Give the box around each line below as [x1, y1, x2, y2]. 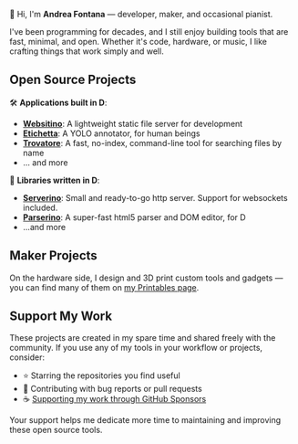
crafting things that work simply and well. [9, 46, 164, 57]
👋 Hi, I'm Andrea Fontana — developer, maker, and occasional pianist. [9, 9, 273, 19]
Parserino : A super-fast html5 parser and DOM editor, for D [22, 211, 246, 223]
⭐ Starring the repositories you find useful [22, 370, 180, 381]
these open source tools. [9, 425, 103, 436]
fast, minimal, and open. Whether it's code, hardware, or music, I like [9, 37, 267, 47]
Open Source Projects [9, 72, 137, 88]
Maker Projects [9, 248, 98, 264]
